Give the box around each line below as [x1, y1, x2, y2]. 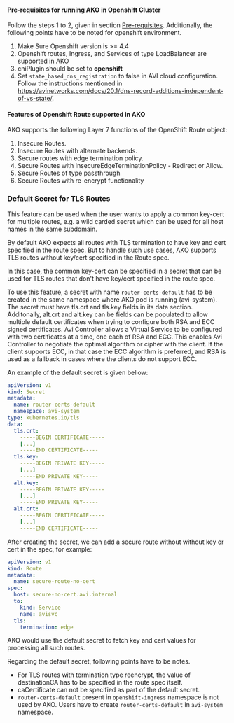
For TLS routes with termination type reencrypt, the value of [17, 671, 191, 679]
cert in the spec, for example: [7, 545, 92, 553]
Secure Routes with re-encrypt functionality [17, 176, 144, 185]
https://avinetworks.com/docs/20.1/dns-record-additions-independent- [17, 87, 224, 95]
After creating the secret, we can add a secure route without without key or [7, 538, 224, 546]
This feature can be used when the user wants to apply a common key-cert [7, 210, 225, 218]
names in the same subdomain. [7, 225, 98, 233]
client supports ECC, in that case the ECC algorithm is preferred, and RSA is [7, 347, 226, 356]
